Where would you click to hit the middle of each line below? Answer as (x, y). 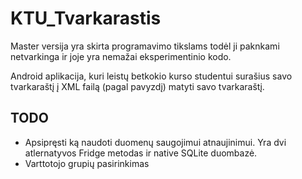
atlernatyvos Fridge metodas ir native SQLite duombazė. (141, 153)
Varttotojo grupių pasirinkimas (87, 163)
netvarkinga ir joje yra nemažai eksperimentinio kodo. (121, 56)
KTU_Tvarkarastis (86, 18)
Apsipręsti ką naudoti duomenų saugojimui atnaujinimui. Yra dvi (155, 142)
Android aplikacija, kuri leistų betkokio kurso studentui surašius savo (151, 76)
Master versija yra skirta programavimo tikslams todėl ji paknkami (145, 46)
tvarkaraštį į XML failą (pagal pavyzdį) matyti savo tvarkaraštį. (137, 86)
